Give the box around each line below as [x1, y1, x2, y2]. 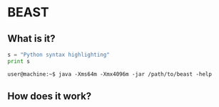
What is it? [7, 33, 56, 45]
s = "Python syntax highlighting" [7, 51, 111, 58]
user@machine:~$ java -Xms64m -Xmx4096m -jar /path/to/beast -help [7, 70, 213, 78]
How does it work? [7, 90, 92, 103]
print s [7, 57, 31, 64]
